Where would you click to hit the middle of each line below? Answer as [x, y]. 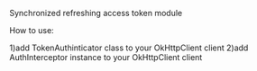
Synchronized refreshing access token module [96, 13]
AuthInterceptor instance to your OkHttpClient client [106, 57]
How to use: [32, 30]
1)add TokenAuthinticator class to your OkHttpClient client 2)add [129, 48]
